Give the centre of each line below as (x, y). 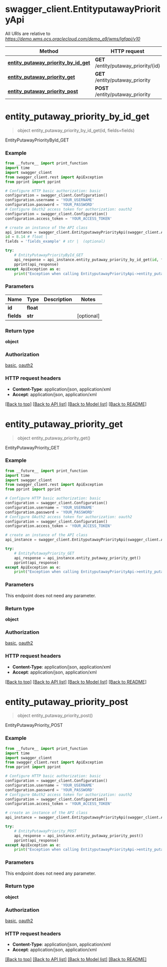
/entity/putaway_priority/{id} (128, 66)
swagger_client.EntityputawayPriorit (83, 9)
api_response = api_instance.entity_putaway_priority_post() (79, 835)
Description (58, 299)
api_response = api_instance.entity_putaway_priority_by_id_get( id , (86, 260)
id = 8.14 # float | (27, 237)
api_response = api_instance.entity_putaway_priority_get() (78, 558)
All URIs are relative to (28, 33)
